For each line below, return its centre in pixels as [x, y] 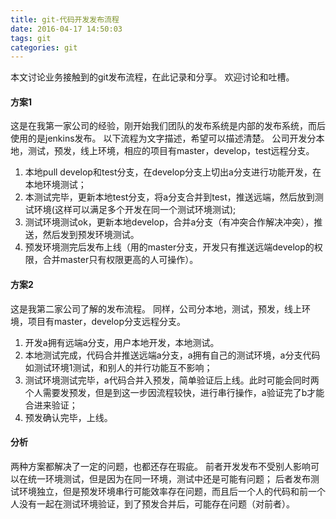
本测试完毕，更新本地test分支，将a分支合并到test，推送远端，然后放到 [169, 197]
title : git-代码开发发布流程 [65, 19]
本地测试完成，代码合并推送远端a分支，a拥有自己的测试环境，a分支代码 [172, 355]
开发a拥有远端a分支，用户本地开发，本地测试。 [122, 342]
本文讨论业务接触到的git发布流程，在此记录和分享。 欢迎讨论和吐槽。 [152, 77]
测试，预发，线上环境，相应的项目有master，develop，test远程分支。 [171, 151]
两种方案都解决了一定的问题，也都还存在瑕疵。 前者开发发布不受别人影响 [160, 466]
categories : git [44, 47]
